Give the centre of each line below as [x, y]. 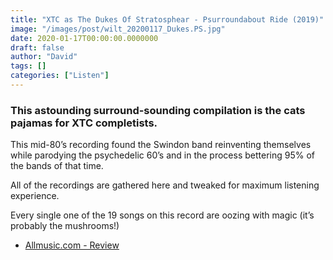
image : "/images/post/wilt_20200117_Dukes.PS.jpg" [118, 29]
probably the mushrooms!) [65, 226]
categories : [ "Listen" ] [60, 76]
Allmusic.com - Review [72, 245]
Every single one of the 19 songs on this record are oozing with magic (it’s [162, 215]
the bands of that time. [57, 166]
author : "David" [44, 57]
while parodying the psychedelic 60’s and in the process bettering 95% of [162, 155]
